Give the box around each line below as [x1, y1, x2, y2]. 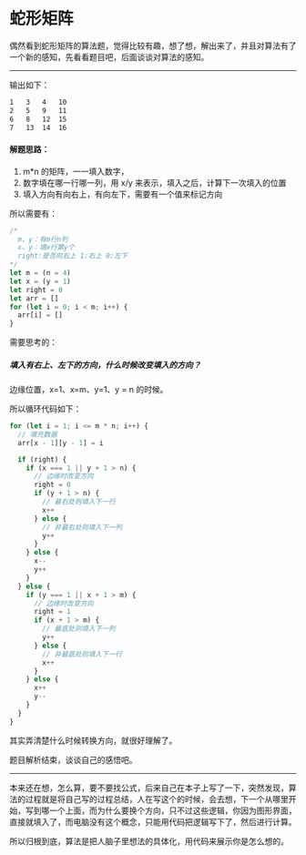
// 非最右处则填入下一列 [42, 523, 123, 532]
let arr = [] [9, 293, 59, 303]
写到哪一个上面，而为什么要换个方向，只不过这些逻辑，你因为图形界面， [25, 805, 297, 816]
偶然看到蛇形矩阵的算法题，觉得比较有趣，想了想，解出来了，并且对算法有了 [9, 40, 297, 51]
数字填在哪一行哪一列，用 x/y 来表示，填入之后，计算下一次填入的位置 [22, 177, 287, 188]
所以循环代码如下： [9, 403, 82, 414]
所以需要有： [9, 208, 57, 219]
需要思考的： [9, 337, 57, 348]
